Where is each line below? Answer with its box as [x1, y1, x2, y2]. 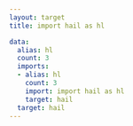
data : [9, 37, 29, 46]
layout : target [9, 12, 66, 22]
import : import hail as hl [25, 86, 125, 96]
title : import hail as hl [9, 21, 105, 30]
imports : [17, 62, 50, 71]
